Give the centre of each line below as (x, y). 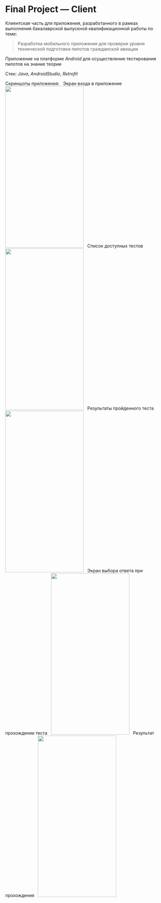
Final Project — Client (51, 9)
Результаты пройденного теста (120, 408)
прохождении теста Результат (80, 733)
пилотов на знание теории (33, 64)
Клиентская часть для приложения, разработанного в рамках (72, 23)
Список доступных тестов (115, 246)
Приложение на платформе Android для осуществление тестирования (81, 58)
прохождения (20, 895)
